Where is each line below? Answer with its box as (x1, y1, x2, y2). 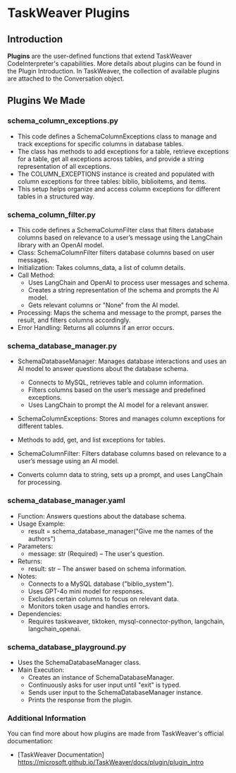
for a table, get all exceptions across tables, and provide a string (17, 154, 204, 163)
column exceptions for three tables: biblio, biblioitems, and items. (17, 177, 207, 185)
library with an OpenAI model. (17, 240, 104, 249)
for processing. (17, 478, 62, 487)
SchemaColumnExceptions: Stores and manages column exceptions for (17, 415, 225, 423)
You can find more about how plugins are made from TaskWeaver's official (7, 729, 224, 738)
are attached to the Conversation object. (7, 74, 125, 83)
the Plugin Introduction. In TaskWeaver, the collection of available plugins (7, 67, 220, 75)
